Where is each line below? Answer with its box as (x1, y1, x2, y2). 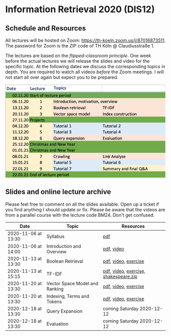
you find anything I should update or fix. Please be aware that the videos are (5, 206, 165, 212)
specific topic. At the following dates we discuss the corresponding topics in (5, 64, 165, 69)
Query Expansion (46, 308, 83, 314)
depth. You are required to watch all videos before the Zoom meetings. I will (5, 69, 164, 75)
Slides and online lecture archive (5, 187, 111, 197)
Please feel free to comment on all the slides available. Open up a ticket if (5, 201, 159, 207)
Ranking (46, 286, 64, 292)
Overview (46, 248, 67, 255)
